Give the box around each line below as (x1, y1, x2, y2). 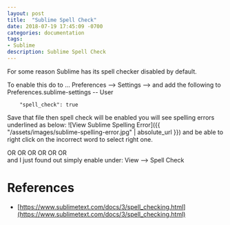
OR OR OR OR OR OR (7, 149, 67, 157)
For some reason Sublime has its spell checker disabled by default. (7, 67, 198, 76)
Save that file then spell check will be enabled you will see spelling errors (7, 113, 215, 121)
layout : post (7, 10, 45, 17)
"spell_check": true (19, 101, 79, 108)
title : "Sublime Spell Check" (7, 17, 97, 23)
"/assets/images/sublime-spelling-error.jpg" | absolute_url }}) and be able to (7, 128, 224, 136)
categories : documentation (7, 29, 85, 36)
